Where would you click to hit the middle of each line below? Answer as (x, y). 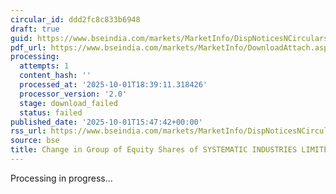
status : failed (51, 112)
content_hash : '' (55, 76)
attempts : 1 (44, 66)
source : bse (35, 141)
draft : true (35, 29)
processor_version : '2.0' (73, 94)
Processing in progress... (61, 178)
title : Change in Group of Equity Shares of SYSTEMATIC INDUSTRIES (154, 150)
